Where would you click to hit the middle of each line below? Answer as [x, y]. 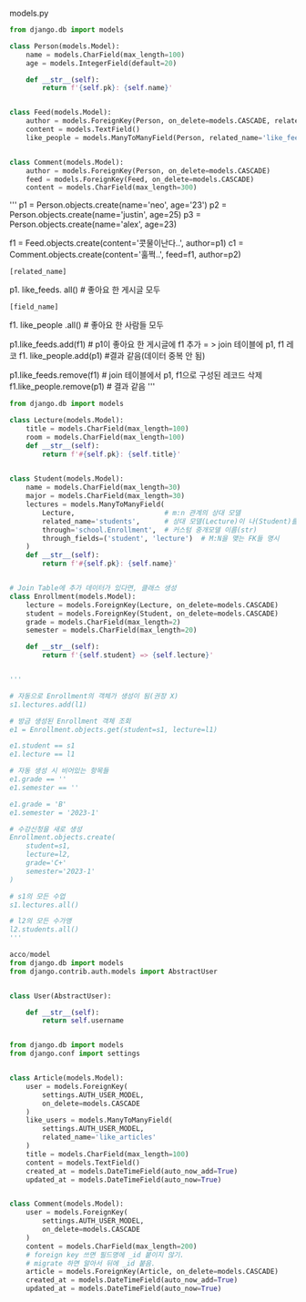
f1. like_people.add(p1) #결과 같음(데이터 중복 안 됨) [112, 356]
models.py [29, 13]
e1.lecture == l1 [42, 755]
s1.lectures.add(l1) [49, 705]
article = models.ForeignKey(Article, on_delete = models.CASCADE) [153, 1272]
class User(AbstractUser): [61, 996]
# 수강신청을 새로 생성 [46, 829]
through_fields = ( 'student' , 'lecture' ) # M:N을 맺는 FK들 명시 [161, 538]
